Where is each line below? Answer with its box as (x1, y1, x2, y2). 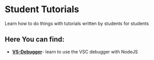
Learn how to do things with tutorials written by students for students (5, 20, 149, 26)
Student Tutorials (5, 4, 80, 15)
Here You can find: (5, 35, 65, 44)
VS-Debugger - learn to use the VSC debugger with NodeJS (12, 48, 138, 54)
